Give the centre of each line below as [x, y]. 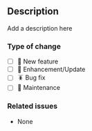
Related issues [32, 106]
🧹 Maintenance [39, 88]
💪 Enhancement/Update [51, 70]
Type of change [34, 46]
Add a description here [40, 28]
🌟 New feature [38, 61]
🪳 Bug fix [31, 78]
